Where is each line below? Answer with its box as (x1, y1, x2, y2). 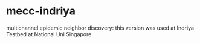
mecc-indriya (6, 4, 76, 18)
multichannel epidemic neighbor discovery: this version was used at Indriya (6, 24, 195, 31)
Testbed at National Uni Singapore (6, 30, 92, 37)
